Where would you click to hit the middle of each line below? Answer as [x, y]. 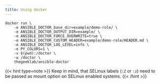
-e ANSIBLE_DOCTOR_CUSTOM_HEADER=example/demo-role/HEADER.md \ [81, 40]
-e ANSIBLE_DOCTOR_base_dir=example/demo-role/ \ [66, 28]
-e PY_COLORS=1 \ [32, 49]
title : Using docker [26, 10]
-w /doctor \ [27, 57]
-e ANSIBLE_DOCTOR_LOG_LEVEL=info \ [52, 45]
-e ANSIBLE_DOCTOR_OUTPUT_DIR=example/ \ [57, 32]
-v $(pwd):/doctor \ [35, 53]
